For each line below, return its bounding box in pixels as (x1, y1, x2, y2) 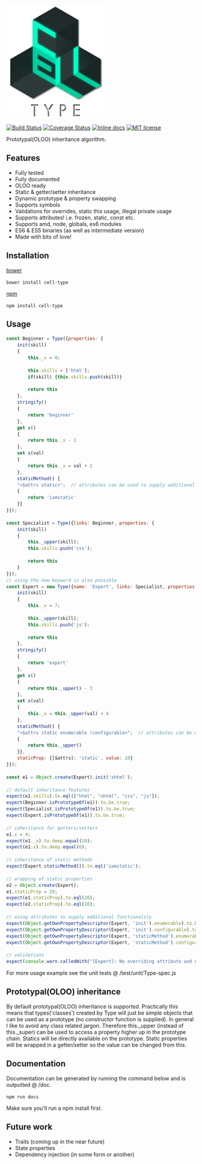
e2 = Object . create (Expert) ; (6, 882, 79, 888)
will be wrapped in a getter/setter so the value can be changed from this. (6, 1041, 186, 1048)
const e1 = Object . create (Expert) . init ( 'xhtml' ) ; (6, 774, 133, 780)
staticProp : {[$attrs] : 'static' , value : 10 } (17, 755, 133, 762)
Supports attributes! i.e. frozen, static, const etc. (14, 214, 135, 221)
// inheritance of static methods (6, 857, 93, 863)
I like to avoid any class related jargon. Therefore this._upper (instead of (6, 1022, 184, 1029)
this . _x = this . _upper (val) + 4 (28, 711, 109, 717)
